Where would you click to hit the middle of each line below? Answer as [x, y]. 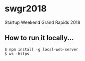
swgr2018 [26, 9]
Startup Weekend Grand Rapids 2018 [42, 22]
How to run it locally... [39, 38]
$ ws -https [17, 54]
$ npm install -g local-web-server [42, 49]
